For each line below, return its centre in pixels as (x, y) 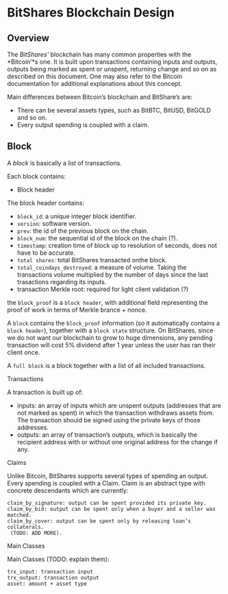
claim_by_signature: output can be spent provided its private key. (107, 503)
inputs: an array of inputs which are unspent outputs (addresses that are (119, 405)
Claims (17, 462)
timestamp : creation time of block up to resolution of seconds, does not (117, 245)
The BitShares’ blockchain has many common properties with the (99, 54)
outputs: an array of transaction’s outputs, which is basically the (107, 435)
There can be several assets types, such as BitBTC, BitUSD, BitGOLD (114, 110)
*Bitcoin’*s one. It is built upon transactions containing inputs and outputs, (112, 62)
